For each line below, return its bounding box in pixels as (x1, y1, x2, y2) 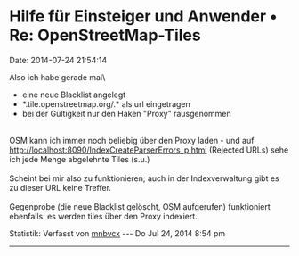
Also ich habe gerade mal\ (9, 71, 106, 82)
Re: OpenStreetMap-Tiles (9, 25, 202, 45)
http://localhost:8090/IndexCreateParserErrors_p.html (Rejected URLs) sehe (9, 145, 289, 155)
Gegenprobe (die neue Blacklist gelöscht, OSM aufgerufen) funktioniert (9, 201, 271, 211)
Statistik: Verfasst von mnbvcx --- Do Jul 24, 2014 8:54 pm (9, 227, 226, 238)
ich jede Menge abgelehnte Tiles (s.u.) (9, 153, 150, 164)
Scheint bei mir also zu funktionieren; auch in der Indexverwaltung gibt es (9, 172, 280, 184)
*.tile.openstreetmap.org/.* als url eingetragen (21, 98, 191, 109)
